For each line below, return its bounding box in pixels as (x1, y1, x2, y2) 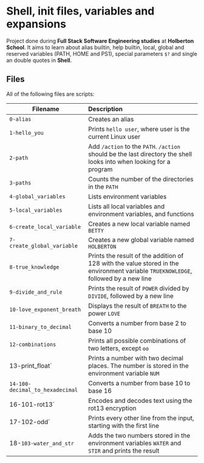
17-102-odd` (9, 417, 50, 426)
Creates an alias (87, 115, 134, 123)
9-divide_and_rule (9, 288, 63, 296)
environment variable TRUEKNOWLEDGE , (87, 266, 192, 275)
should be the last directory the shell (87, 150, 192, 158)
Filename (32, 104, 59, 113)
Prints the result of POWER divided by (87, 284, 189, 292)
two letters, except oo (87, 344, 149, 353)
